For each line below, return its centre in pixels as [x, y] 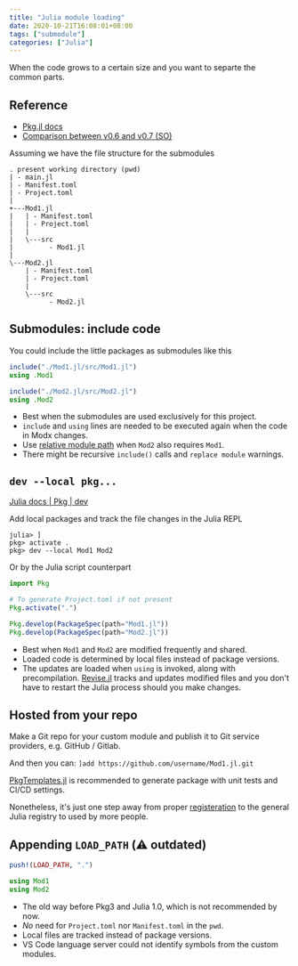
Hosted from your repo [73, 714]
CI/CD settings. [37, 790]
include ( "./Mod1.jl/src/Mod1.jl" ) [73, 367]
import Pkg [29, 584]
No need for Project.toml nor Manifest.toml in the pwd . [123, 925]
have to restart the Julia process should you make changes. [132, 687]
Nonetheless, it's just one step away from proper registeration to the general [149, 808]
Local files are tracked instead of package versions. [117, 935]
